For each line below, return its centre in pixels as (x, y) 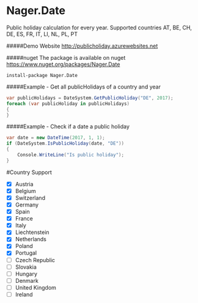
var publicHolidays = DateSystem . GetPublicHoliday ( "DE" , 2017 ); (90, 98)
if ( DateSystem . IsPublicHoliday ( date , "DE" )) (65, 144)
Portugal (26, 253)
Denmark (27, 280)
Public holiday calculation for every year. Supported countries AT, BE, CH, (99, 27)
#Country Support (29, 172)
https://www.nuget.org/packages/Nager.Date (63, 64)
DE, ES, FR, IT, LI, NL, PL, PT (42, 34)
